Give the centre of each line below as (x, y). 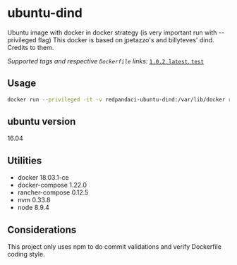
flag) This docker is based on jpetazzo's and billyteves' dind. (126, 39)
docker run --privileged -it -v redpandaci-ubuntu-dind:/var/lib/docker (116, 99)
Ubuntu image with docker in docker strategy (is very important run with (112, 32)
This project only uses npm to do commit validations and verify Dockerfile (115, 247)
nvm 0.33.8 (34, 200)
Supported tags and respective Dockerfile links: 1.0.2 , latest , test (106, 61)
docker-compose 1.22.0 (52, 185)
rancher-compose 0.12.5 (53, 192)
